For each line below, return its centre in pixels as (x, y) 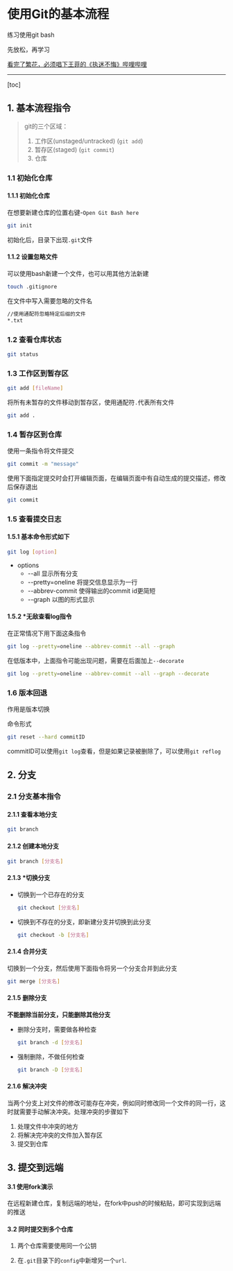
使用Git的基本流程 (58, 14)
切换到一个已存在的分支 (51, 894)
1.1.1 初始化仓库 (29, 196)
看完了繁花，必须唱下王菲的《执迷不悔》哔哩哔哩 (77, 64)
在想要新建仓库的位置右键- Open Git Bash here (73, 212)
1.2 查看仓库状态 (34, 339)
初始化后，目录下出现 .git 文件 (50, 239)
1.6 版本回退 (27, 693)
